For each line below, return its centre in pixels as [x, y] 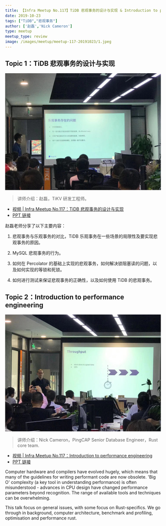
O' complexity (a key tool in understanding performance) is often [71, 482]
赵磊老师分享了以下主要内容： [35, 225]
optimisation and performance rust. [41, 518]
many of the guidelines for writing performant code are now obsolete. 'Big [81, 477]
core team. [28, 445]
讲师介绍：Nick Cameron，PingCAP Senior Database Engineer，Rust [87, 439]
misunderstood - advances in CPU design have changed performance [77, 487]
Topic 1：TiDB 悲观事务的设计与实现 [60, 64]
